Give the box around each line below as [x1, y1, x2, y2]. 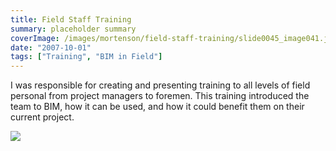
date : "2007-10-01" [10, 42, 92, 53]
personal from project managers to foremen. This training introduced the [10, 90, 310, 102]
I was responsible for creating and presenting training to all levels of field [10, 79, 311, 91]
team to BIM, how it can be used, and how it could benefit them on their [10, 101, 305, 113]
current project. [10, 111, 75, 123]
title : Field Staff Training [10, 14, 132, 25]
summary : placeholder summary [10, 24, 137, 34]
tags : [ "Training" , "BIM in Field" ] [10, 52, 163, 62]
